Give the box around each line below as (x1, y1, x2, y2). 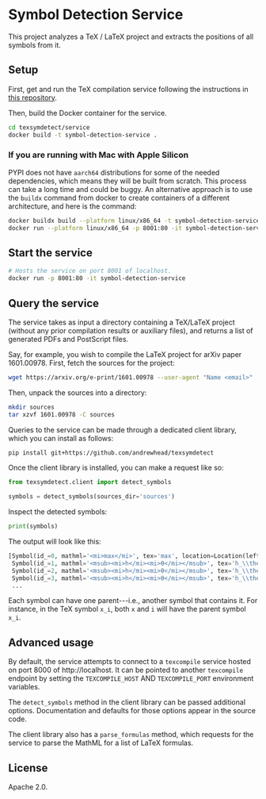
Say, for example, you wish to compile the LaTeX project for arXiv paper (8, 349, 242, 359)
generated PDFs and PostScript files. (8, 334, 129, 344)
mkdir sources (8, 403, 55, 411)
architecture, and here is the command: (8, 201, 137, 211)
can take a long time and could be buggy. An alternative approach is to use (8, 184, 253, 194)
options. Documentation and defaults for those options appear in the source (8, 706, 256, 716)
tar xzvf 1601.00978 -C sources (8, 410, 115, 418)
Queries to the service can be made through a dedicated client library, (8, 424, 237, 434)
